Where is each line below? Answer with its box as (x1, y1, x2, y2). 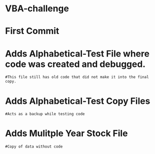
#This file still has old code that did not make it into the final (5, 75, 149, 80)
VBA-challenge (5, 3, 69, 14)
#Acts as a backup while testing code (5, 112, 85, 117)
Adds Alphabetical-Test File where (5, 48, 150, 59)
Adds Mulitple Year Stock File (5, 128, 128, 139)
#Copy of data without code (5, 144, 63, 149)
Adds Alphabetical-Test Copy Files (5, 95, 151, 106)
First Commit (5, 26, 59, 37)
